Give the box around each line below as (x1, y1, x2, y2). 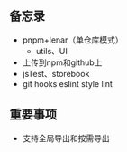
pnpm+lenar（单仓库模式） (22, 34, 123, 45)
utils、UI (35, 45, 68, 56)
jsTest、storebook (22, 68, 90, 79)
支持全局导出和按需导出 (22, 132, 110, 143)
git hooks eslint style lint (22, 78, 113, 89)
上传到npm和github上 (22, 57, 103, 68)
